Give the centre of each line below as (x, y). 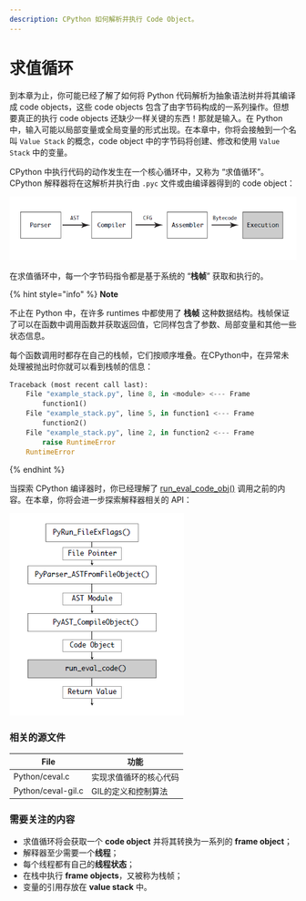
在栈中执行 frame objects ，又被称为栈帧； (103, 875)
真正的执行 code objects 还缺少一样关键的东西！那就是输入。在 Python (150, 118)
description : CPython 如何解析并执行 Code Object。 (104, 19)
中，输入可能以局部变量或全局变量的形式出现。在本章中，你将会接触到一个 (149, 129)
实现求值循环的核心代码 (135, 777)
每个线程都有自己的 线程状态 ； (78, 864)
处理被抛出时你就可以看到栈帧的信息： (81, 366)
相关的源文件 (38, 738)
